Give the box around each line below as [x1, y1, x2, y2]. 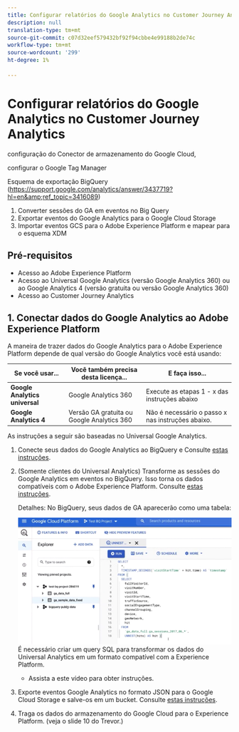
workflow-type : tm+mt [7, 41, 72, 49]
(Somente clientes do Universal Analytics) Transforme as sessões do [17, 467, 221, 475]
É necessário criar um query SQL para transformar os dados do [17, 645, 204, 654]
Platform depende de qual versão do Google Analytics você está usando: [7, 349, 222, 358]
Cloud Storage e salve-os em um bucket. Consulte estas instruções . [17, 695, 218, 703]
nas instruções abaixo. [145, 416, 212, 424]
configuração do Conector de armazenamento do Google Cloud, [7, 150, 197, 158]
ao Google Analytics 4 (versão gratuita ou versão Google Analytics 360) [17, 284, 229, 292]
